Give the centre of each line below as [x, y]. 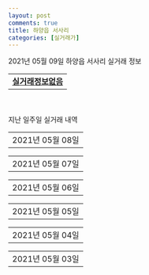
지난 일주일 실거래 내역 [43, 120]
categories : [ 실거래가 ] [44, 38]
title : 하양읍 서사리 [39, 30]
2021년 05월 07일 [46, 164]
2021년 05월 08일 [46, 140]
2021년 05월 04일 [46, 235]
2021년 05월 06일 [46, 188]
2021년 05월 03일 [46, 259]
